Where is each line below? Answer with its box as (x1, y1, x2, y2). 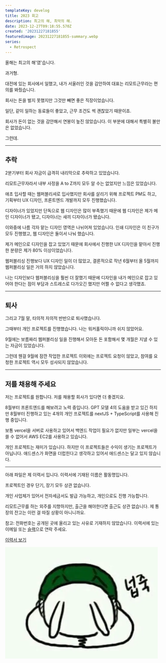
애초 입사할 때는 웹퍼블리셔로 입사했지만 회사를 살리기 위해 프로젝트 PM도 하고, (5, 191, 157, 197)
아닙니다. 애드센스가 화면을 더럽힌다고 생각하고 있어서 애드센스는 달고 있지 (5, 450, 148, 456)
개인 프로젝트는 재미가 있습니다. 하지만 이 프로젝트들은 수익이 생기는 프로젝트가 (5, 444, 157, 450)
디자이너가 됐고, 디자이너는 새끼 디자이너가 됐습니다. (10, 214, 111, 220)
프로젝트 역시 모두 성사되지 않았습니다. (14, 360, 88, 365)
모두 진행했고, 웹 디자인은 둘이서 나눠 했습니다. (5, 231, 95, 237)
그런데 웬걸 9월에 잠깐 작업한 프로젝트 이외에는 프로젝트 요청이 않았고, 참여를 (5, 353, 153, 359)
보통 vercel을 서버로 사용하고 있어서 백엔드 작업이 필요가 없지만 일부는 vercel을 (5, 427, 158, 433)
